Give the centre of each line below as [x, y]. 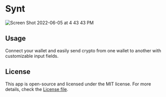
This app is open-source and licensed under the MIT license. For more [78, 84]
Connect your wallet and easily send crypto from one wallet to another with [83, 50]
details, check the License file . [37, 89]
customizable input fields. [32, 56]
